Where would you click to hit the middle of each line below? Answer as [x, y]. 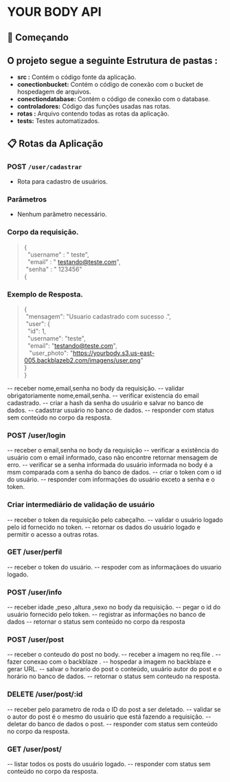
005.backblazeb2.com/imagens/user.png [82, 360]
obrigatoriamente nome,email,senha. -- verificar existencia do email [103, 395]
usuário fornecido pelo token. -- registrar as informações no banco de [106, 615]
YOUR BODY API [54, 12]
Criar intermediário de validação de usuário [81, 505]
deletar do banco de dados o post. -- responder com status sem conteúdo [113, 724]
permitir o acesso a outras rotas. [53, 534]
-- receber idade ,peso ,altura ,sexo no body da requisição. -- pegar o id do [114, 607]
